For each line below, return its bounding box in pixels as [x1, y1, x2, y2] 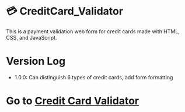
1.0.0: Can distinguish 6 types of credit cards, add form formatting [14, 73, 173, 80]
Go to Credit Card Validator [6, 94, 139, 108]
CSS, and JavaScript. [6, 34, 57, 41]
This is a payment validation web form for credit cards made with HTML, [6, 27, 180, 35]
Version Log [6, 55, 66, 68]
